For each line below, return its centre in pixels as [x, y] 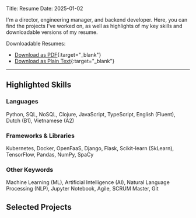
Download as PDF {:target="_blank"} [58, 55]
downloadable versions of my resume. [52, 32]
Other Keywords [30, 169]
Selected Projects [39, 207]
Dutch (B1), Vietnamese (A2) [40, 120]
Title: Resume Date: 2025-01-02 [45, 8]
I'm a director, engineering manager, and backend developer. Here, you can [97, 20]
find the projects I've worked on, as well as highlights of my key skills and [94, 26]
